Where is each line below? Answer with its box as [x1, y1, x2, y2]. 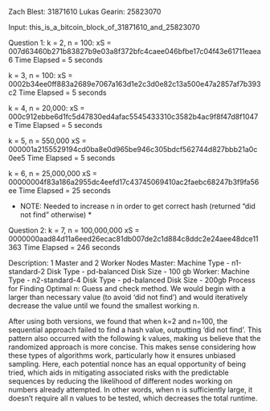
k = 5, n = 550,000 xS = [8, 136, 87, 146]
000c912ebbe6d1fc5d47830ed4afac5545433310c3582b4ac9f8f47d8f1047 [8, 112, 259, 121]
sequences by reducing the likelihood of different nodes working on [8, 376, 233, 385]
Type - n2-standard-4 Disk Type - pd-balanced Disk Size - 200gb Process [8, 275, 256, 285]
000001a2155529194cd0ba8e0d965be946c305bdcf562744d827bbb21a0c [8, 145, 258, 154]
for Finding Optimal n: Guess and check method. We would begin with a [8, 284, 246, 293]
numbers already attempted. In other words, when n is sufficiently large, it [8, 385, 253, 394]
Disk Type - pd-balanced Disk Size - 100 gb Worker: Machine [47, 267, 251, 276]
